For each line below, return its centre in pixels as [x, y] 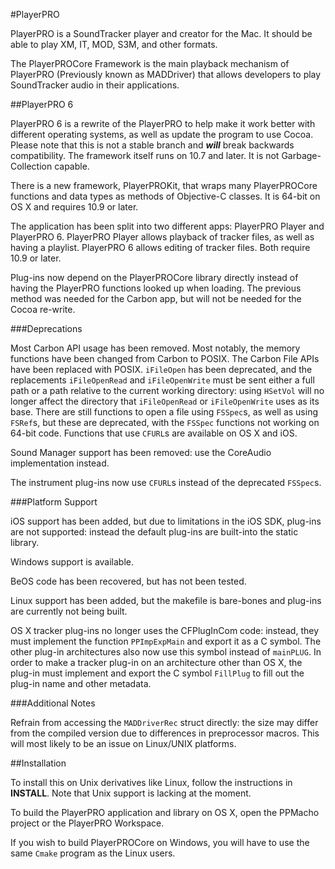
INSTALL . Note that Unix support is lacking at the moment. [131, 793]
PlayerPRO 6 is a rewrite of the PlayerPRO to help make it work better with [163, 123]
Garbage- [301, 155]
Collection [31, 166]
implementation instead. [60, 463]
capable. [72, 166]
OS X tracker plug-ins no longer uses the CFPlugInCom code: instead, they [165, 630]
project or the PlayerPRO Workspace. [87, 823]
